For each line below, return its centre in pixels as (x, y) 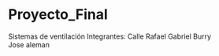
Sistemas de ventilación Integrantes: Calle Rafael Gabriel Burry (109, 36)
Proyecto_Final (58, 15)
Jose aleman (29, 44)
